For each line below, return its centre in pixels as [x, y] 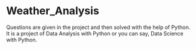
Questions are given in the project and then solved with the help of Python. [98, 27]
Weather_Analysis [53, 11]
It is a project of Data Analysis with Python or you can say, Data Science [95, 33]
